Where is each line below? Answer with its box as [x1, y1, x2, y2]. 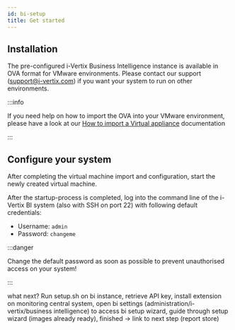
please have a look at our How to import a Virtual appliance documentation [7, 119, 225, 128]
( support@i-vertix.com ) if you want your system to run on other [7, 77, 193, 86]
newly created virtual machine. [7, 179, 98, 188]
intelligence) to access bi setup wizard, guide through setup [53, 307, 229, 315]
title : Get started [7, 17, 65, 24]
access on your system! [7, 264, 77, 273]
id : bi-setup [7, 10, 46, 18]
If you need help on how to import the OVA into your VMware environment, [7, 112, 225, 120]
